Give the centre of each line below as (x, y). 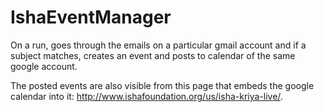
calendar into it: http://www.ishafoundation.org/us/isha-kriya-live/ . (146, 96)
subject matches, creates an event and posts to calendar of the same (153, 55)
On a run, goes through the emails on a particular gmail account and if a (158, 45)
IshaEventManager (91, 17)
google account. (44, 66)
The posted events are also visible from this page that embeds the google (162, 85)
